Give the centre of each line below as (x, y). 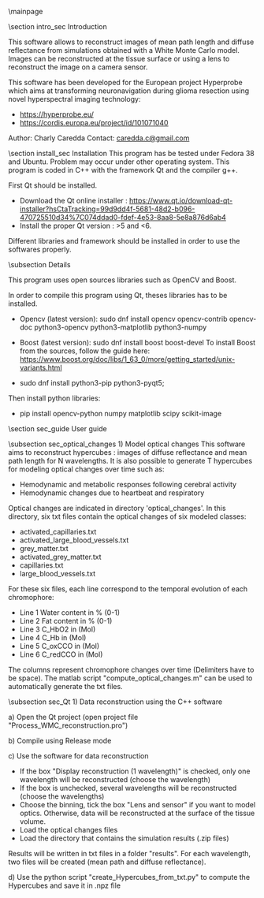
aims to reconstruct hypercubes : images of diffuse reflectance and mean (128, 452)
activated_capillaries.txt (58, 532)
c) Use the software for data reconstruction (78, 756)
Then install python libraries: (54, 398)
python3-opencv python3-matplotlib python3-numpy (121, 327)
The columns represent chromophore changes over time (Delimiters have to (131, 670)
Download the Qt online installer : (73, 201)
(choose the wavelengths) (62, 796)
